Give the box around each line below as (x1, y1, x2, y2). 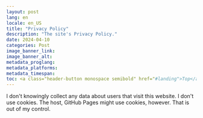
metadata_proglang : (6, 59, 56, 65)
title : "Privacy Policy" (6, 25, 69, 32)
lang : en (6, 14, 28, 20)
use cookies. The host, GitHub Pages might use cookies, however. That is (6, 99, 189, 106)
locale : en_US (6, 20, 42, 26)
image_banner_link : (6, 48, 56, 54)
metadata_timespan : (6, 70, 56, 76)
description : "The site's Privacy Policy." (6, 31, 118, 37)
